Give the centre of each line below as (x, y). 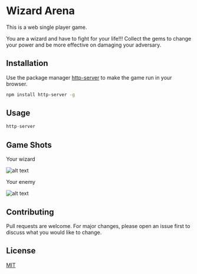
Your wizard (21, 159)
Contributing (30, 212)
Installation (27, 63)
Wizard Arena (40, 11)
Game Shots (29, 145)
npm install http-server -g (41, 95)
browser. (17, 84)
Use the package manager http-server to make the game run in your (89, 77)
